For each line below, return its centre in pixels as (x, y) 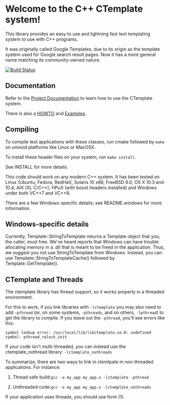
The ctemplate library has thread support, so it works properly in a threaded (85, 292)
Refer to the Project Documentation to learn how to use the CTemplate (79, 98)
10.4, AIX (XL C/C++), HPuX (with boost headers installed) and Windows (81, 187)
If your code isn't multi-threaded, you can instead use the (66, 346)
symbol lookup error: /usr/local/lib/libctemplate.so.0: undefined (78, 333)
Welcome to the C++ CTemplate (74, 9)
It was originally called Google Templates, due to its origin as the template (83, 49)
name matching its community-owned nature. (53, 60)
